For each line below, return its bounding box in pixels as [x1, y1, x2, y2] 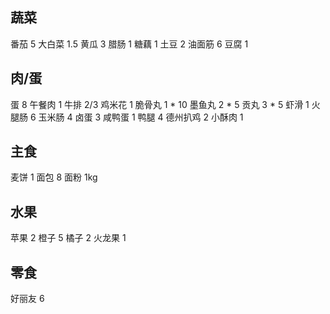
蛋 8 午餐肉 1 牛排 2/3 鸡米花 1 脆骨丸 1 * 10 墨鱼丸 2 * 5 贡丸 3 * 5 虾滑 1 [10, 98, 310, 110]
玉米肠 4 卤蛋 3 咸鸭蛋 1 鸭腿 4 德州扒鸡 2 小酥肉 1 [38, 111, 244, 123]
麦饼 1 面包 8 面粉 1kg [10, 171, 98, 183]
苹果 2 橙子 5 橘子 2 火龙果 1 [10, 232, 127, 244]
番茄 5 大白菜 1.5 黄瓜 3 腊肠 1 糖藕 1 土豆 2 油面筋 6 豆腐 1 [10, 38, 249, 50]
